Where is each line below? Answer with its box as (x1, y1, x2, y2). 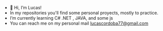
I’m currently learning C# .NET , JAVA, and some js (9, 15, 113, 21)
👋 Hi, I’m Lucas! (9, 5, 42, 10)
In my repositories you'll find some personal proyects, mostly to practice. (9, 10, 159, 16)
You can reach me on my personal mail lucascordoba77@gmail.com (9, 20, 149, 26)
